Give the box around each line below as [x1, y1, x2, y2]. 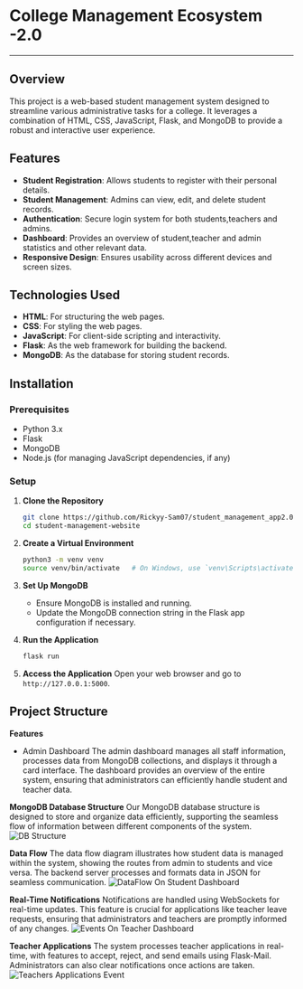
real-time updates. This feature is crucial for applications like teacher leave [9, 903, 288, 914]
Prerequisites [9, 403, 69, 416]
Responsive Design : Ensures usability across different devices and [22, 251, 272, 262]
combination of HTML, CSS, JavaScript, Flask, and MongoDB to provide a [9, 115, 283, 126]
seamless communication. [9, 876, 106, 887]
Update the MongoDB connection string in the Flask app [35, 607, 245, 617]
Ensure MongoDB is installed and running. [35, 598, 192, 608]
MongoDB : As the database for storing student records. [22, 350, 230, 361]
